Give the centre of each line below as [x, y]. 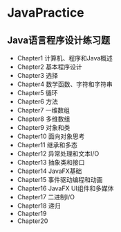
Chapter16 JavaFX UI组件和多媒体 [65, 188]
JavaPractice [46, 13]
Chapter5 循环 [37, 93]
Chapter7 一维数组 [44, 110]
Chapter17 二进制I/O [46, 197]
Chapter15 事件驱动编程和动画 [60, 180]
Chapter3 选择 [38, 75]
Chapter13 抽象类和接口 [51, 162]
